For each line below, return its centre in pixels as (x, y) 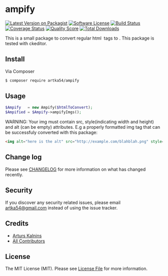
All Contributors (28, 241)
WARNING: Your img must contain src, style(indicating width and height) (79, 122)
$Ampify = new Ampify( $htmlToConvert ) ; (49, 108)
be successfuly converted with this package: (51, 132)
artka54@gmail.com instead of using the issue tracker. (61, 208)
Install (15, 59)
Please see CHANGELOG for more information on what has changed (75, 169)
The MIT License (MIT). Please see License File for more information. (76, 268)
